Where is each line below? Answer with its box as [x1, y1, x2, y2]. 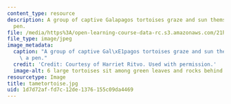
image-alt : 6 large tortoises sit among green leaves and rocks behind [13, 67, 223, 74]
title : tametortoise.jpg [7, 80, 78, 87]
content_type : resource [7, 10, 76, 17]
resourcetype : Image [7, 73, 67, 81]
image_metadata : [7, 42, 54, 49]
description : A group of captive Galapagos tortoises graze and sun [7, 16, 208, 23]
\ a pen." [19, 55, 48, 62]
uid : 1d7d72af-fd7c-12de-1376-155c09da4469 [7, 86, 134, 93]
